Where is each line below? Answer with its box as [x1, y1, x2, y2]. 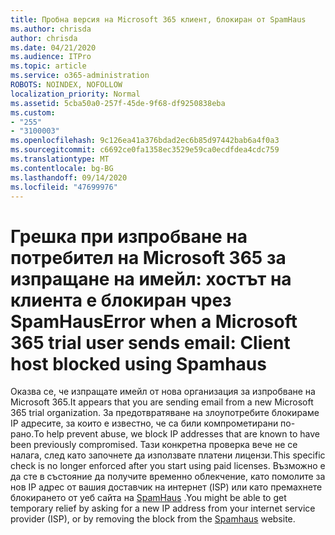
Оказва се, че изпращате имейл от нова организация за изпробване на [10, 386, 316, 398]
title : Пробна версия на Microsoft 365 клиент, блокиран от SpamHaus [10, 14, 307, 25]
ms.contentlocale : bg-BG [10, 163, 114, 173]
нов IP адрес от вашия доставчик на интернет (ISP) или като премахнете [10, 481, 323, 493]
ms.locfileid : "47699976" [10, 182, 118, 192]
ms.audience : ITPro [10, 52, 92, 62]
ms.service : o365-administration [10, 71, 150, 81]
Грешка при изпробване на [10, 225, 248, 248]
